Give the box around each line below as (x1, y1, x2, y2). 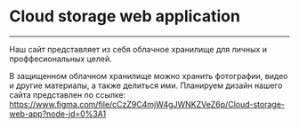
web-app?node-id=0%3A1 (9, 108, 107, 119)
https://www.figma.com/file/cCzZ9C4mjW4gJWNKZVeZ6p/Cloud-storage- (9, 99, 286, 109)
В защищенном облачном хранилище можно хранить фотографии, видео (9, 70, 288, 81)
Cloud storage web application (9, 6, 240, 27)
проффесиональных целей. (9, 53, 113, 64)
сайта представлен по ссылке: (9, 89, 126, 100)
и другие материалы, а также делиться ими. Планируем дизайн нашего (9, 80, 283, 91)
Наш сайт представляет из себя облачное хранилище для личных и (9, 44, 268, 54)
